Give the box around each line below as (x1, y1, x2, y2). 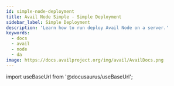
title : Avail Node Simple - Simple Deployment (6, 14, 122, 20)
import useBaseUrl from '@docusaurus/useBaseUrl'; (6, 73, 133, 80)
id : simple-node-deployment (6, 8, 75, 15)
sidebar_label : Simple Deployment (6, 19, 91, 25)
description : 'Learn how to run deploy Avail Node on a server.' (6, 24, 169, 31)
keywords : (6, 30, 30, 36)
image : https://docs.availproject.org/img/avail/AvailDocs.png (6, 57, 164, 63)
